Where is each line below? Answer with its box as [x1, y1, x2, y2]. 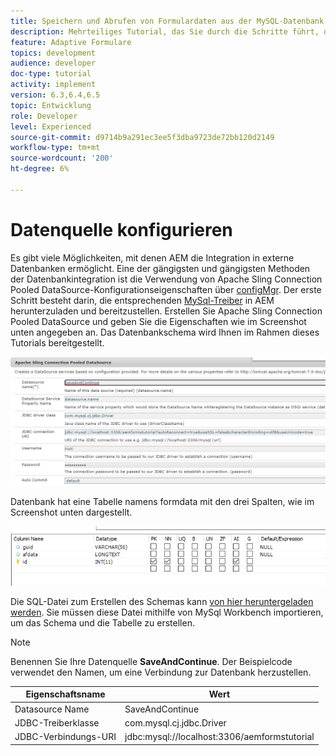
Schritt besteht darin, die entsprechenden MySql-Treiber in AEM [10, 294, 275, 306]
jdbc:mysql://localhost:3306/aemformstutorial [124, 731, 315, 743]
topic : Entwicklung [10, 100, 92, 110]
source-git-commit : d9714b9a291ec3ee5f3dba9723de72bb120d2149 [10, 132, 275, 142]
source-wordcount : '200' [10, 153, 114, 164]
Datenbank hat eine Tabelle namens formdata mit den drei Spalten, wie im [10, 496, 315, 508]
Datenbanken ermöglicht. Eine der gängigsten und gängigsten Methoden [10, 262, 311, 274]
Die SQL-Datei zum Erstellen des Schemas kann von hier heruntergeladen [10, 595, 314, 607]
